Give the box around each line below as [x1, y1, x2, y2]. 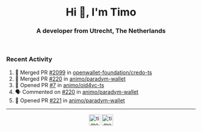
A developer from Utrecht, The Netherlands [36, 27, 166, 35]
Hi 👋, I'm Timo [66, 5, 136, 19]
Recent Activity [6, 55, 53, 63]
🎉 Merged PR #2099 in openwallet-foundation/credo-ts [14, 69, 152, 76]
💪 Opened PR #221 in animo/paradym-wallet [14, 97, 125, 104]
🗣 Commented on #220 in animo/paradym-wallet [14, 88, 139, 95]
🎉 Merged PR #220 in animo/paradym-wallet [14, 75, 126, 82]
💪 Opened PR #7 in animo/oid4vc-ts [14, 81, 105, 88]
